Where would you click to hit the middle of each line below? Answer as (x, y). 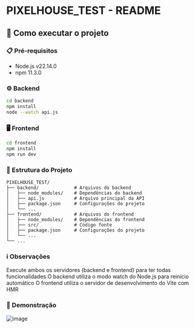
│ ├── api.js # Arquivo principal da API (76, 199)
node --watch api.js (32, 112)
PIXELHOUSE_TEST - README (84, 11)
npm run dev (21, 154)
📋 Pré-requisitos (32, 50)
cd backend (20, 101)
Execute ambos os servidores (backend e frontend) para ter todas (89, 270)
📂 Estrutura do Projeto (39, 169)
